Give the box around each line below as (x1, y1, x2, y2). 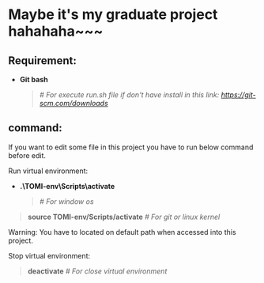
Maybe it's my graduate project (8, 6, 218, 24)
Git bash (19, 75, 49, 84)
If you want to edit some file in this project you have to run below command (8, 142, 254, 152)
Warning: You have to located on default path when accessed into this (8, 227, 236, 236)
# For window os (39, 196, 94, 206)
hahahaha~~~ (8, 22, 104, 40)
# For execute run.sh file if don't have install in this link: (39, 90, 220, 100)
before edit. (8, 150, 46, 160)
